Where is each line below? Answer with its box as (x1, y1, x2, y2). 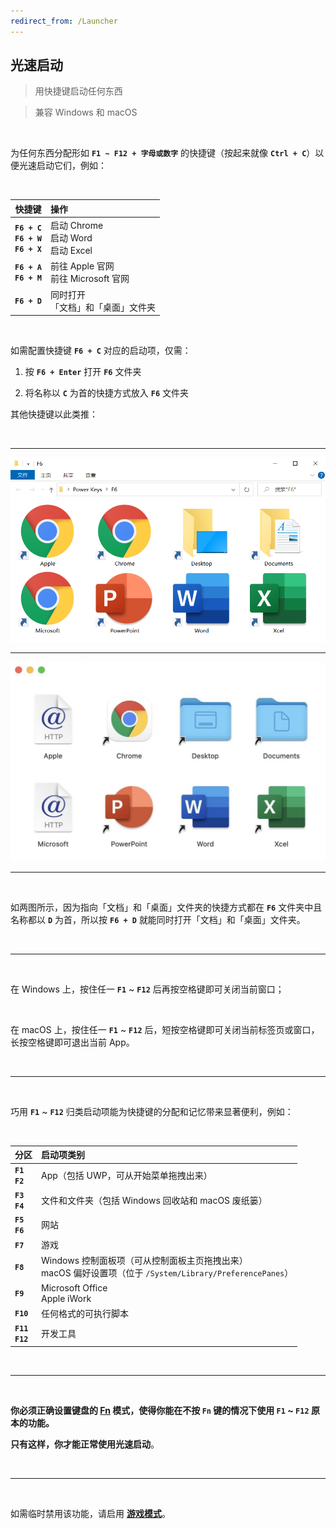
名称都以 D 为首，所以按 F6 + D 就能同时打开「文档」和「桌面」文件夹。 (10, 913, 306, 925)
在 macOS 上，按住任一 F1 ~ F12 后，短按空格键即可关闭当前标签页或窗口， (10, 1023, 320, 1035)
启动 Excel (49, 245, 93, 257)
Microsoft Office (41, 1281, 108, 1294)
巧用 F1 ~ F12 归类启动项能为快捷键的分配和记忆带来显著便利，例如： (10, 1105, 294, 1117)
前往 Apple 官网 (49, 260, 115, 272)
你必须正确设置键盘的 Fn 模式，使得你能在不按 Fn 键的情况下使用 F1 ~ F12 (10, 1404, 310, 1416)
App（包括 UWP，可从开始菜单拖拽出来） (41, 1170, 213, 1182)
